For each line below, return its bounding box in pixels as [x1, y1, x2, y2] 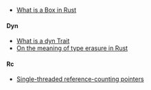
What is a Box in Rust [16, 6, 77, 14]
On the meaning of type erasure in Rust [16, 44, 128, 52]
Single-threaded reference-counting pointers [16, 75, 145, 83]
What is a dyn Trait [16, 37, 70, 45]
